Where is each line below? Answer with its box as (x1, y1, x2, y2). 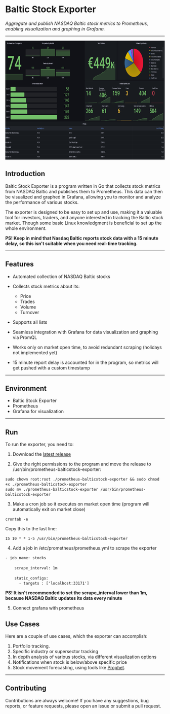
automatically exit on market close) (12, 506, 86, 513)
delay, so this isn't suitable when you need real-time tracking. (5, 240, 138, 247)
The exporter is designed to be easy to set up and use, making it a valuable (5, 209, 162, 215)
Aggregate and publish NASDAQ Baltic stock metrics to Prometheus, (5, 20, 148, 26)
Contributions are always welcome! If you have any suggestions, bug (5, 697, 149, 703)
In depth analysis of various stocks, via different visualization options (12, 654, 157, 660)
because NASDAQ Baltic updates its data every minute (5, 595, 122, 601)
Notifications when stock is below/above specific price (12, 659, 127, 665)
